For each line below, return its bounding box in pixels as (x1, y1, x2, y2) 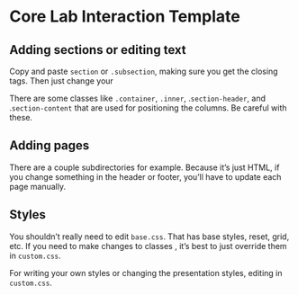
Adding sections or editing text (9, 42, 186, 58)
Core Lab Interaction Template (9, 6, 240, 27)
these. (9, 112, 33, 122)
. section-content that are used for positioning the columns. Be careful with (9, 103, 287, 113)
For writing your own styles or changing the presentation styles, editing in (9, 267, 283, 278)
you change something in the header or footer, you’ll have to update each (9, 171, 282, 182)
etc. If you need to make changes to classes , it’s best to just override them (9, 240, 287, 251)
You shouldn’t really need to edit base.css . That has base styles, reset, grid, (9, 231, 290, 242)
